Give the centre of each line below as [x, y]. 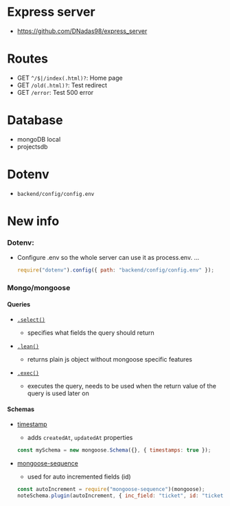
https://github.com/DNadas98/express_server [82, 31]
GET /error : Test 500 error [55, 92]
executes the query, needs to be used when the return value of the [122, 386]
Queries [19, 304]
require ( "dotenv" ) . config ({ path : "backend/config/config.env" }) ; [116, 270]
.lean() [28, 347]
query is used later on [58, 393]
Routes [27, 59]
